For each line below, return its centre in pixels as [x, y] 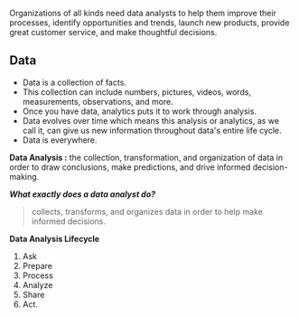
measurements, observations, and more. [98, 101]
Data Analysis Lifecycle [55, 238]
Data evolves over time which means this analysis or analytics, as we [151, 120]
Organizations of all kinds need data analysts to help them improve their [143, 13]
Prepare [37, 266]
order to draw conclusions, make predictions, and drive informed [130, 167]
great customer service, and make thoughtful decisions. [113, 32]
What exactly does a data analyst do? [83, 194]
